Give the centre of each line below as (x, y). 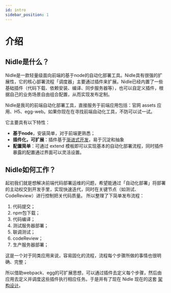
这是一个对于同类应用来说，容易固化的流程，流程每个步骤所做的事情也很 (81, 256)
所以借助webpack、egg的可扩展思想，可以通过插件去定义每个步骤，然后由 (83, 273)
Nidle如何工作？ (31, 169)
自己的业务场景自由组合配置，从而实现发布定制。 (61, 94)
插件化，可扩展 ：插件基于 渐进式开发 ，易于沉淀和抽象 (68, 139)
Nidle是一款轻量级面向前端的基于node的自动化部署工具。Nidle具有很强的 (82, 75)
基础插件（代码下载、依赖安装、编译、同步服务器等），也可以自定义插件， (82, 88)
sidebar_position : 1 (27, 15)
